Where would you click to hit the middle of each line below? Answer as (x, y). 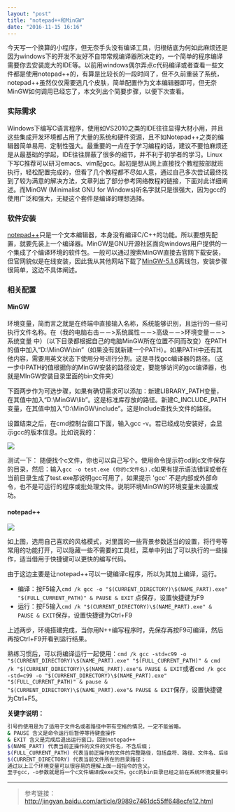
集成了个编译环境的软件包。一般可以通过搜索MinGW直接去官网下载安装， (119, 252)
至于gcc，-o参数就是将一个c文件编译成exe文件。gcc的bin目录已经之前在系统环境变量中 (116, 773)
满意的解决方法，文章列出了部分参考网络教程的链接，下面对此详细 (126, 180)
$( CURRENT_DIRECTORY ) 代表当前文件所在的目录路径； (77, 759)
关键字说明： (26, 714)
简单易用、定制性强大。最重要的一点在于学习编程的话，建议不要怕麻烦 (120, 145)
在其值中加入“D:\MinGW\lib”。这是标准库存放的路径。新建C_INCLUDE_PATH (117, 400)
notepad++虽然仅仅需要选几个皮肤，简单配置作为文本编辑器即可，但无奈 (112, 83)
